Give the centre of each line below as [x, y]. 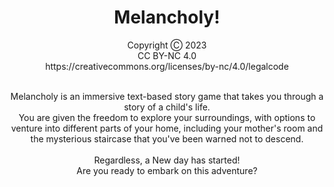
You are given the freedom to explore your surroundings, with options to [167, 117]
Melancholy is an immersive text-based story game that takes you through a [167, 96]
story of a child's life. [167, 107]
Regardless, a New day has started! [167, 160]
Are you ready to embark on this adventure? [167, 170]
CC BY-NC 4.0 [167, 55]
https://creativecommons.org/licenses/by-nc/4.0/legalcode [167, 66]
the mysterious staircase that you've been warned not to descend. [167, 138]
